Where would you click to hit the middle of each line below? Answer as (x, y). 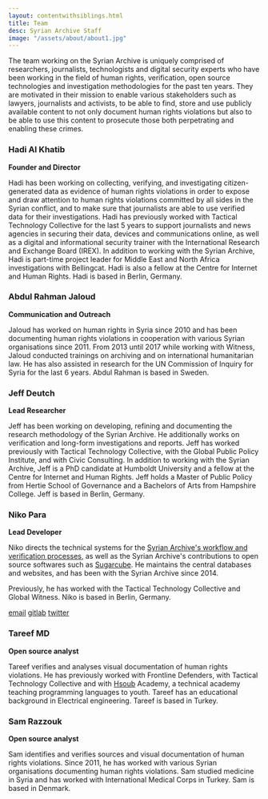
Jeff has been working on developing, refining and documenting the (120, 426)
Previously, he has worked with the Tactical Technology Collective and (124, 588)
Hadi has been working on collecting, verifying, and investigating (115, 183)
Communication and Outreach (60, 314)
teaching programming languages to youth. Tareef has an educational (123, 692)
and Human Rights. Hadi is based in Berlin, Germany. (95, 276)
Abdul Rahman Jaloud (52, 297)
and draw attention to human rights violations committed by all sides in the (131, 199)
